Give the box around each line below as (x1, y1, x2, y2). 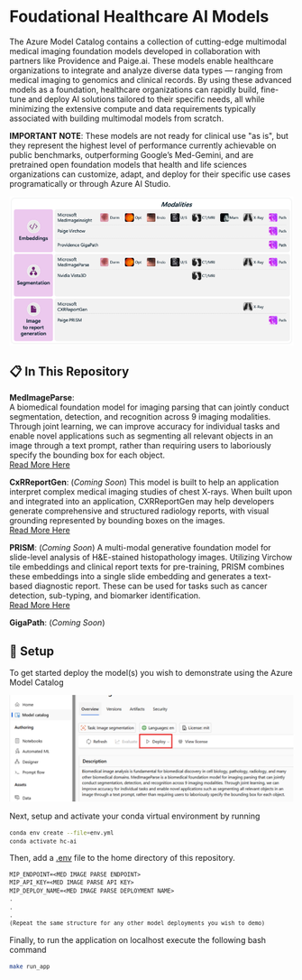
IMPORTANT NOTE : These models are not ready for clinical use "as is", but (9, 130, 288, 141)
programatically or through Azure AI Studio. (9, 178, 171, 189)
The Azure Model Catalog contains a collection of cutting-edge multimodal (9, 36, 287, 47)
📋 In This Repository (9, 364, 130, 380)
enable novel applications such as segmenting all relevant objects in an (9, 430, 273, 441)
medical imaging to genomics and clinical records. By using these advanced (9, 74, 292, 85)
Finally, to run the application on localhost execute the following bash (9, 934, 267, 945)
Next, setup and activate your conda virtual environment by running (9, 810, 261, 822)
